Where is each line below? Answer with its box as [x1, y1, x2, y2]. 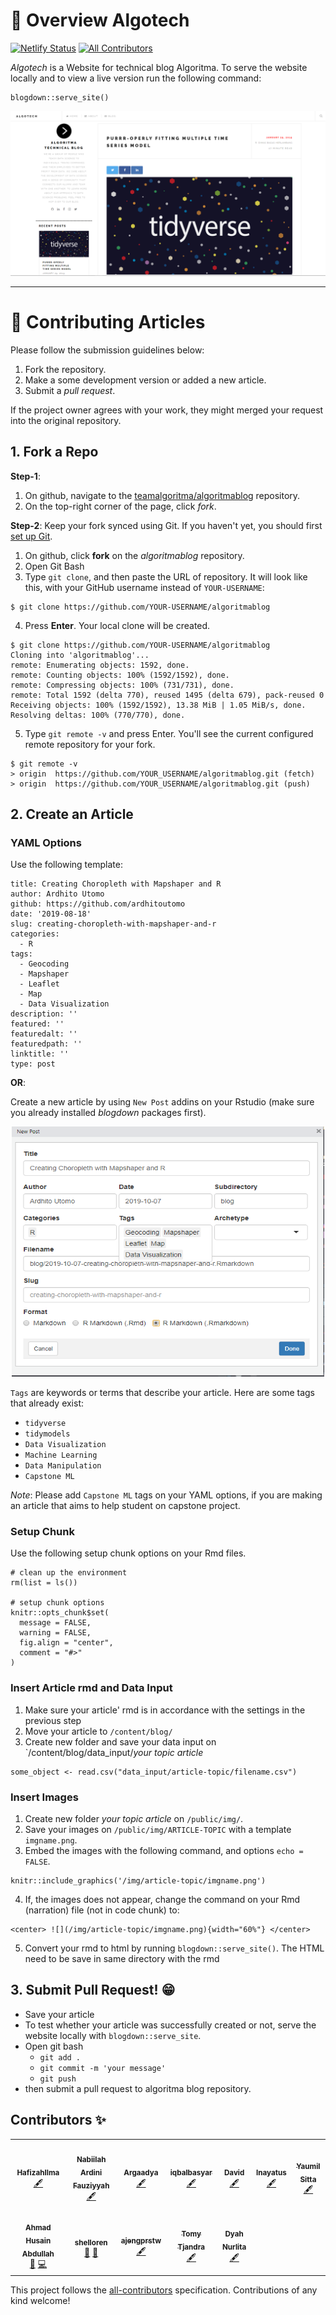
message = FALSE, [19, 1618, 92, 1628]
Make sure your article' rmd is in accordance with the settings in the [24, 1704, 306, 1716]
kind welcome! [10, 2294, 71, 2306]
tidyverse [24, 1419, 67, 1429]
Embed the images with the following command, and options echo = [24, 1845, 304, 1857]
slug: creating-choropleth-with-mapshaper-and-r [10, 919, 217, 929]
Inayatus [255, 2168, 287, 2178]
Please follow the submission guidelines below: [10, 344, 205, 356]
